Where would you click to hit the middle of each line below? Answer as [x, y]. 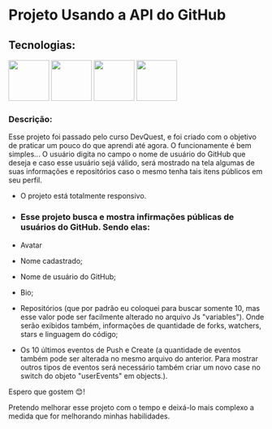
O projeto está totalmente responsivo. [83, 196]
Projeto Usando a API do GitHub [117, 15]
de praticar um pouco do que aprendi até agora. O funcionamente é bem [130, 146]
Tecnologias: [42, 45]
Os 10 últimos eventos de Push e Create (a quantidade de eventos [130, 350]
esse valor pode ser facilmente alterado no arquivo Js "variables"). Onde [142, 317]
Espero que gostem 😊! [47, 392]
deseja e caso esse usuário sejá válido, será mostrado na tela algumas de [132, 163]
